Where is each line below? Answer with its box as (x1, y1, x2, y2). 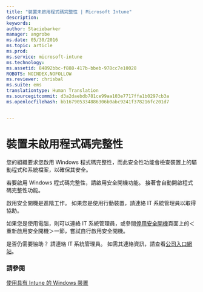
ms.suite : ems (6, 82, 42, 88)
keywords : (6, 20, 32, 26)
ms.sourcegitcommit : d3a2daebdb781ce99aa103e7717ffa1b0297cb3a (6, 93, 170, 99)
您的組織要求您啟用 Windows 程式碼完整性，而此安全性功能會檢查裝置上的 (6, 158, 192, 166)
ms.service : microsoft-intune (6, 54, 83, 60)
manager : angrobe (6, 31, 50, 37)
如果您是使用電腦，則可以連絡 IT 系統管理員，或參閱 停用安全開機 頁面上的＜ (6, 219, 195, 227)
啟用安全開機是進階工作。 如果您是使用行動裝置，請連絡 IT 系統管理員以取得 (6, 199, 196, 206)
